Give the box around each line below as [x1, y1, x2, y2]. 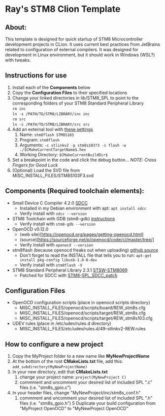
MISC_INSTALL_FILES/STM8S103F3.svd [12, 173, 94, 178]
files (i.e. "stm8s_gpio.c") [19, 384, 71, 390]
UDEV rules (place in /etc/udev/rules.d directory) [12, 320, 112, 326]
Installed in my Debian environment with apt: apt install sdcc [19, 205, 147, 211]
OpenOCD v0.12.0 [12, 226, 49, 232]
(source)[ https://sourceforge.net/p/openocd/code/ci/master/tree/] [19, 237, 154, 243]
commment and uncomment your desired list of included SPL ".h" [19, 395, 153, 401]
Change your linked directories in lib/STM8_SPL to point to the [12, 95, 139, 101]
